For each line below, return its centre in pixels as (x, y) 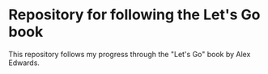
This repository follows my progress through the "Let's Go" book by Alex (130, 54)
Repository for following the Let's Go (134, 15)
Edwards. (24, 63)
